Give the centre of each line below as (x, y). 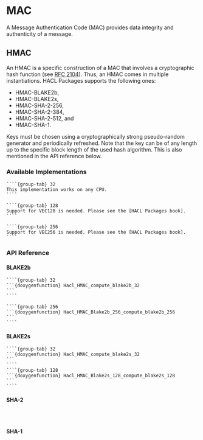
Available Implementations (46, 172)
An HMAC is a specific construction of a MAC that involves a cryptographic (100, 68)
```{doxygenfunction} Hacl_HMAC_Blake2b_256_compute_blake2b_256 (91, 312)
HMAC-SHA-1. (33, 125)
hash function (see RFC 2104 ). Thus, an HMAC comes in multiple (88, 74)
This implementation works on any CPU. (57, 190)
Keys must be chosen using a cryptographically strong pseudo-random (96, 136)
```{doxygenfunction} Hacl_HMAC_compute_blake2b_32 (73, 286)
